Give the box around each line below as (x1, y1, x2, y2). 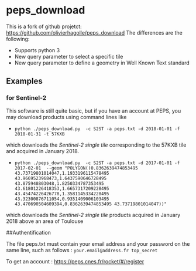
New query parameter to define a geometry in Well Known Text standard (14, 59, 190, 66)
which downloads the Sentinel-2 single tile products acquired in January (6, 211, 180, 218)
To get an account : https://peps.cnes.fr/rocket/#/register (6, 258, 145, 265)
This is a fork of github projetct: (6, 23, 82, 30)
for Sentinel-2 (6, 94, 47, 102)
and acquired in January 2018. (6, 147, 80, 154)
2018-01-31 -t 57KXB (14, 131, 65, 137)
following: (6, 35, 30, 42)
